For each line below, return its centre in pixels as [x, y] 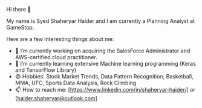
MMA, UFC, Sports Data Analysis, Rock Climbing [76, 83]
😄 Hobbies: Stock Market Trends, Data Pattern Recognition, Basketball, [104, 76]
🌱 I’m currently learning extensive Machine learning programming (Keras [106, 64]
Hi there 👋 [19, 9]
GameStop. [20, 27]
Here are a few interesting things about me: [60, 39]
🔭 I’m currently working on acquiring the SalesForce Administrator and [103, 51]
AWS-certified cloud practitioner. [56, 57]
